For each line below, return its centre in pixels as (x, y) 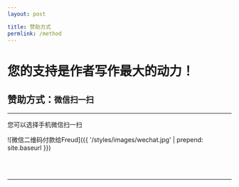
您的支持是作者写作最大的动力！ (101, 71)
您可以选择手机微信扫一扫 (45, 125)
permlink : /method (34, 34)
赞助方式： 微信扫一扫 (51, 100)
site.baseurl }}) (29, 148)
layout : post (27, 14)
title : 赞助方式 (29, 27)
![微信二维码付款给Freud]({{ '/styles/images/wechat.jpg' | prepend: (106, 140)
